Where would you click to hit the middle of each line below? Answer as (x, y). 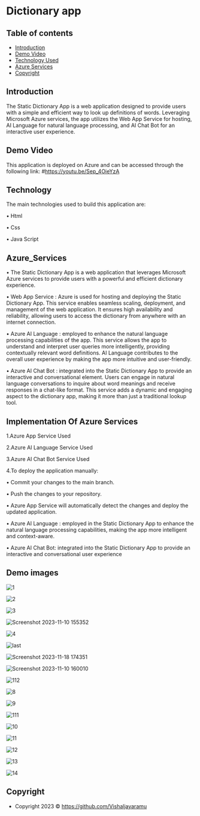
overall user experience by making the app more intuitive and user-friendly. (99, 359)
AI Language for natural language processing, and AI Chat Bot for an (91, 125)
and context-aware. (31, 536)
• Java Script (22, 239)
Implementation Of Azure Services (72, 421)
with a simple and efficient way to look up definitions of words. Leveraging (98, 113)
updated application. (31, 512)
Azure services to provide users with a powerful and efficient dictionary (95, 279)
